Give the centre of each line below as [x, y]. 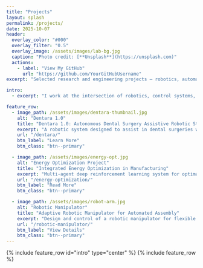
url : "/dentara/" [39, 135]
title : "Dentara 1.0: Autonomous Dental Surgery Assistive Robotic [104, 124]
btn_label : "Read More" [47, 185]
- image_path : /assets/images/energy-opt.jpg [70, 157]
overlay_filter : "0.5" [40, 46]
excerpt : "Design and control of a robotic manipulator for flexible [107, 218]
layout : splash [25, 18]
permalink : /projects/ [35, 23]
